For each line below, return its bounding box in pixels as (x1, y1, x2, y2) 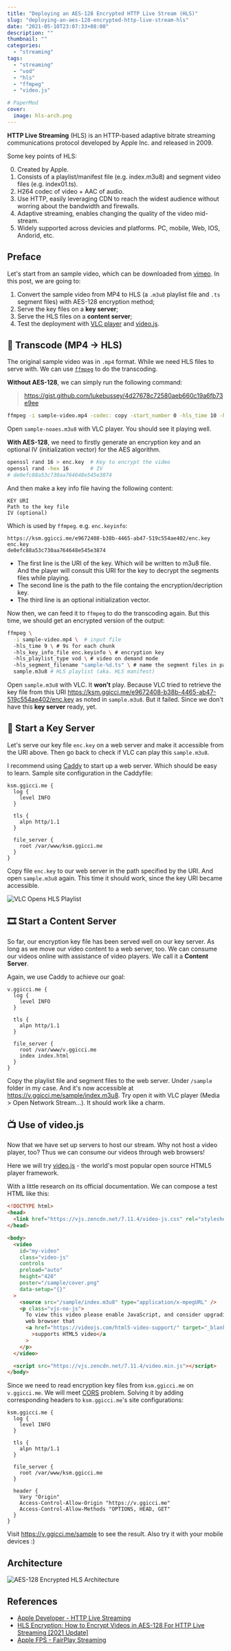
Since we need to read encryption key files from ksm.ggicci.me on (7, 1381, 194, 1390)
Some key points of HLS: (7, 152, 78, 160)
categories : (7, 42, 41, 49)
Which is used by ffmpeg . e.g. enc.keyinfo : (7, 521, 128, 529)
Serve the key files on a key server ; (16, 305, 119, 313)
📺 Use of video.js (7, 1120, 85, 1131)
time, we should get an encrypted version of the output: (7, 616, 165, 625)
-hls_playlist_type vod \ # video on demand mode (13, 656, 158, 662)
